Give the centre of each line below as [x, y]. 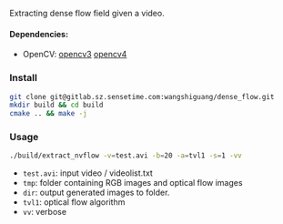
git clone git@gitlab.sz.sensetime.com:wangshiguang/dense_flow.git [142, 97]
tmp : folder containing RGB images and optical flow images [132, 183]
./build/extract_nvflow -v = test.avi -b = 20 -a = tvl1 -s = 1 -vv [126, 156]
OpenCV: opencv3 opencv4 [75, 55]
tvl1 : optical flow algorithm [74, 202]
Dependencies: [39, 34]
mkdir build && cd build [56, 105]
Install [24, 78]
